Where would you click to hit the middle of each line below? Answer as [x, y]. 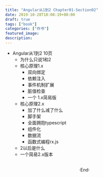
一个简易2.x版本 [36, 154]
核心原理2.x [32, 104]
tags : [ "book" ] [21, 24]
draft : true [18, 19]
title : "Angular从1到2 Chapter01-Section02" [52, 10]
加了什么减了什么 [45, 110]
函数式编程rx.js [43, 142]
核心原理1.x [32, 66]
